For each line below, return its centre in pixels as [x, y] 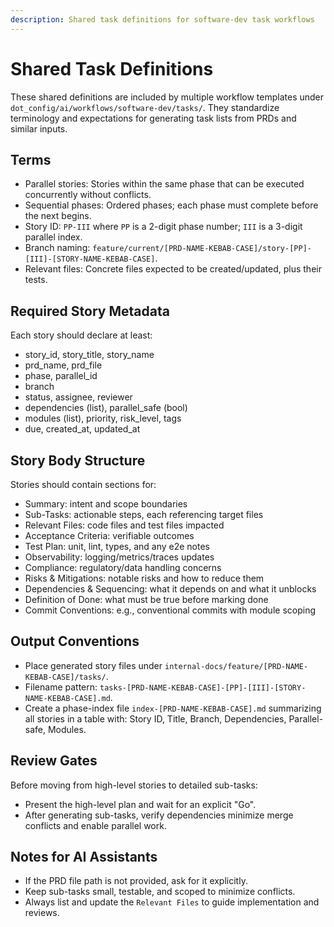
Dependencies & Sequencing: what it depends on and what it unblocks [170, 589]
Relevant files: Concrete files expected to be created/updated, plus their [173, 269]
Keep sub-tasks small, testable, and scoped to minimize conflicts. [160, 892]
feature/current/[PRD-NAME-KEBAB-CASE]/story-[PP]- [202, 249]
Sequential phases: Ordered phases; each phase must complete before [171, 205]
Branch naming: [57, 248]
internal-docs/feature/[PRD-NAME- [236, 666]
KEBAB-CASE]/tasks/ [65, 677]
